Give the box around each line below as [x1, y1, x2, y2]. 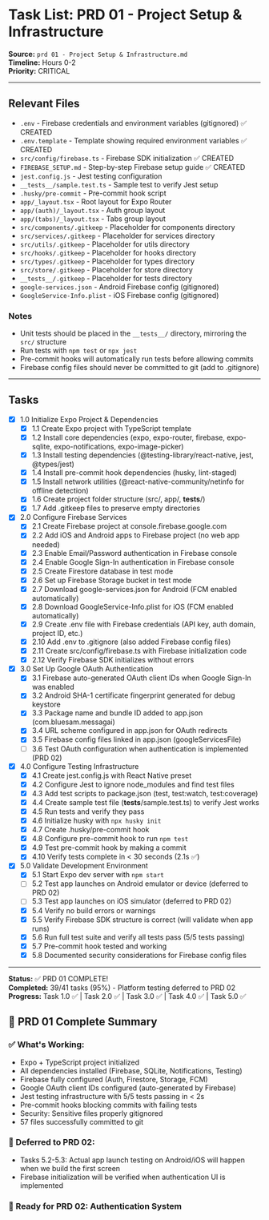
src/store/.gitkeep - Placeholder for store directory [19, 264, 194, 274]
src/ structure [19, 337, 66, 347]
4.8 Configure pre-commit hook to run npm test [31, 834, 189, 844]
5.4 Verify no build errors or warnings [31, 905, 156, 915]
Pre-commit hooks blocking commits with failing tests [19, 1100, 198, 1109]
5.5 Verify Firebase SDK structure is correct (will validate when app [31, 915, 254, 924]
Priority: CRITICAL [8, 66, 70, 75]
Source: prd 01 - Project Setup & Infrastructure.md [8, 49, 188, 58]
